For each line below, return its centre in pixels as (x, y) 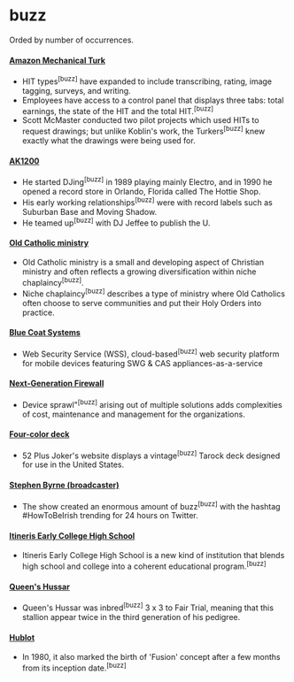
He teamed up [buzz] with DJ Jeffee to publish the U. (116, 222)
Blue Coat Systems (45, 333)
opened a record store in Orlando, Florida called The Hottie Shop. (141, 191)
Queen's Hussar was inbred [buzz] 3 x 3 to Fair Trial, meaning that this (148, 607)
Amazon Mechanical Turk (58, 60)
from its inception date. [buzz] (74, 667)
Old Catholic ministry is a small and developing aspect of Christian (143, 263)
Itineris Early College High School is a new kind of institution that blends (153, 556)
